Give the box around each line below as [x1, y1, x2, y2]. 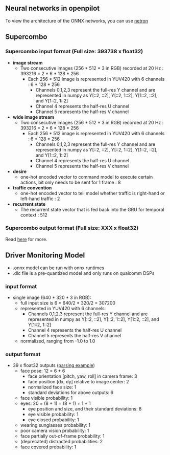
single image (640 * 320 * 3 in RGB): [12, 294, 91, 300]
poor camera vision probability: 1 [20, 427, 89, 434]
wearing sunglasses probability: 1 [20, 422, 91, 428]
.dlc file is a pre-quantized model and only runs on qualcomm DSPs [12, 270, 155, 276]
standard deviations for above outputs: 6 [28, 389, 114, 396]
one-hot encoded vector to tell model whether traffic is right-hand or [20, 190, 165, 196]
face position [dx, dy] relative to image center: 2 [28, 379, 129, 385]
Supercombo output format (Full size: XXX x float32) [5, 225, 139, 232]
